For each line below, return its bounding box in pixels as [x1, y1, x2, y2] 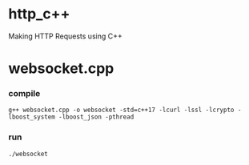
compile [8, 88, 41, 99]
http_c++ [8, 5, 70, 23]
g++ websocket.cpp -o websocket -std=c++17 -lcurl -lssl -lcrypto [8, 106, 235, 115]
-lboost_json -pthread [58, 113, 135, 121]
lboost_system [8, 113, 56, 121]
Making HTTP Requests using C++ [8, 31, 122, 41]
